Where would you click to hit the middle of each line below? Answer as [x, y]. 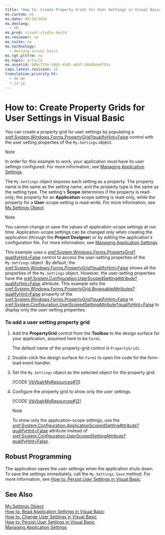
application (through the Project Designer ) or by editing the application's [79, 237]
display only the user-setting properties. [46, 309]
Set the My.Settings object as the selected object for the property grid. [84, 372]
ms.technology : [21, 46]
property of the [57, 294]
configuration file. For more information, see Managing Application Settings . [82, 242]
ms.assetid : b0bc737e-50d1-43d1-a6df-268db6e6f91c [58, 65]
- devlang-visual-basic [34, 51]
